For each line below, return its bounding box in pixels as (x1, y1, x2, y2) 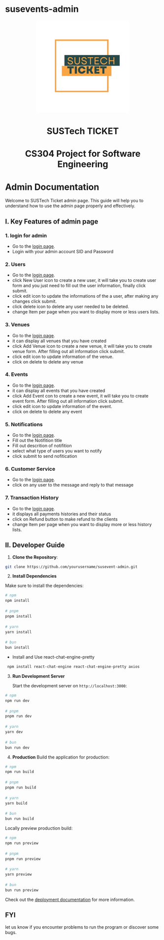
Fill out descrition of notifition (12, 443, 72, 448)
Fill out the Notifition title (12, 438, 63, 444)
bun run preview (5, 888, 38, 893)
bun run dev (5, 745, 30, 750)
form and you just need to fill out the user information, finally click (12, 283, 146, 289)
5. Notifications (5, 421, 43, 428)
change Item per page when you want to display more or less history (12, 521, 152, 527)
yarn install (5, 629, 32, 634)
